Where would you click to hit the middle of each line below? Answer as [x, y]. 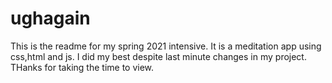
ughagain [50, 18]
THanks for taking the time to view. [82, 67]
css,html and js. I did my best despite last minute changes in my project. [158, 56]
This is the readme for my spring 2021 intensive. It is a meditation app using [166, 46]
